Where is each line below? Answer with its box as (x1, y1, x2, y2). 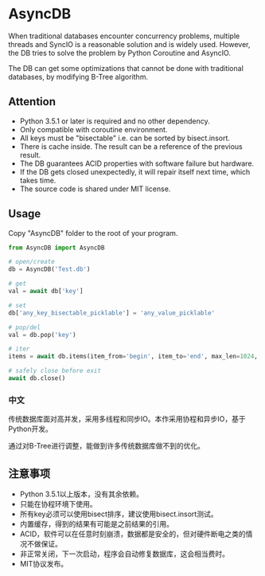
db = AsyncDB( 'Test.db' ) (8, 265, 91, 273)
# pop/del (8, 323, 41, 331)
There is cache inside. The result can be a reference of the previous (19, 141, 243, 151)
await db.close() (8, 374, 66, 382)
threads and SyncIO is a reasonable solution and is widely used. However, (8, 39, 251, 49)
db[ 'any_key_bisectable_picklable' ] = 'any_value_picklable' (8, 308, 216, 317)
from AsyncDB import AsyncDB (8, 244, 105, 252)
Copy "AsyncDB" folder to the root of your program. (8, 228, 178, 237)
